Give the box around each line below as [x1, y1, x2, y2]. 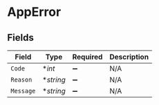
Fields [7, 32, 35, 44]
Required [72, 52, 103, 61]
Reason [10, 76, 32, 84]
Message [10, 87, 36, 95]
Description [109, 52, 149, 61]
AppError [7, 4, 62, 20]
